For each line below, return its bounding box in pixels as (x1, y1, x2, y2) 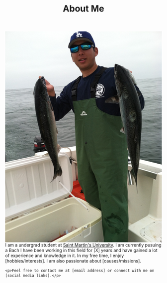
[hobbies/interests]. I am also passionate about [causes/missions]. (5, 258, 142, 264)
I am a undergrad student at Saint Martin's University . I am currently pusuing (5, 242, 162, 248)
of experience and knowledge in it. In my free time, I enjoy (5, 253, 124, 259)
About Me (63, 3, 104, 14)
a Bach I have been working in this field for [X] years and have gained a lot (5, 247, 158, 253)
